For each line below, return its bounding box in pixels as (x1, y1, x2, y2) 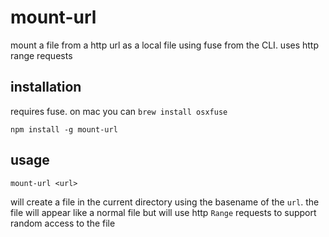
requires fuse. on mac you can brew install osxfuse (10, 105, 228, 117)
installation (10, 79, 82, 96)
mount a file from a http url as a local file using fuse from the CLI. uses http (10, 39, 320, 51)
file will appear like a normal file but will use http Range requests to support (10, 206, 317, 218)
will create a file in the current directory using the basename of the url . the (10, 196, 320, 208)
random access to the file (10, 217, 116, 229)
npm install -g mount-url (10, 124, 118, 135)
